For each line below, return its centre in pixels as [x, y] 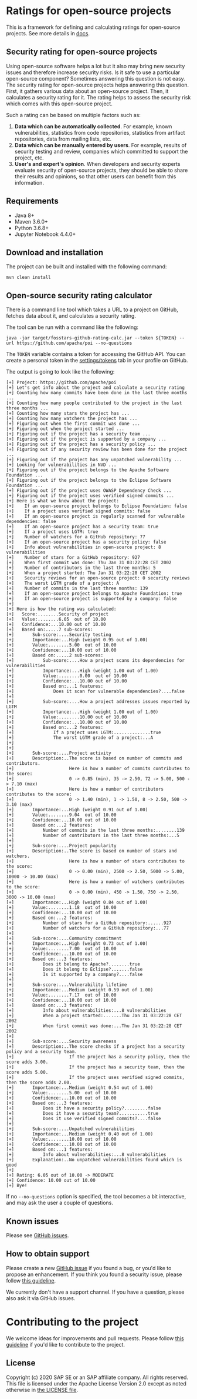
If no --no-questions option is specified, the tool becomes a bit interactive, [96, 1197]
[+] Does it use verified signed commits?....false [84, 1119]
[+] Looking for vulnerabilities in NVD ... [61, 465]
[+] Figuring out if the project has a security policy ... [81, 444]
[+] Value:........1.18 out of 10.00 [61, 908]
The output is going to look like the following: [60, 372]
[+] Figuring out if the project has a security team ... [78, 434]
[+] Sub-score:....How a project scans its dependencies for [95, 661]
